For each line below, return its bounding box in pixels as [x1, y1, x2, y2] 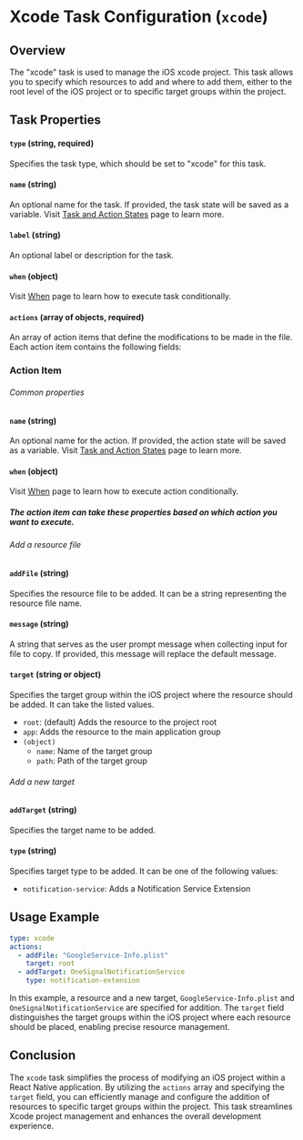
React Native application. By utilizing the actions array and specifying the [9, 1081, 285, 1093]
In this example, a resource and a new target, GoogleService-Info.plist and [9, 993, 295, 1004]
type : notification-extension [25, 976, 141, 985]
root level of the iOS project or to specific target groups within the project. [9, 86, 287, 96]
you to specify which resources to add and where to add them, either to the [9, 76, 293, 87]
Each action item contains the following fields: [9, 341, 182, 352]
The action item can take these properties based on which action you [9, 507, 278, 518]
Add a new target [9, 776, 76, 787]
